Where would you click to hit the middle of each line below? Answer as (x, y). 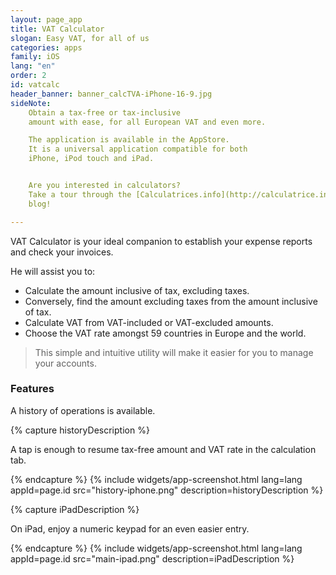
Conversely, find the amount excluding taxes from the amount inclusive (171, 301)
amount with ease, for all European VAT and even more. (147, 122)
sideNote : (31, 103)
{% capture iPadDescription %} (75, 509)
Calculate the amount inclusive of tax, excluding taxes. (137, 290)
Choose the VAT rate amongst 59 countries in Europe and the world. (165, 333)
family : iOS (35, 57)
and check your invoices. (62, 252)
